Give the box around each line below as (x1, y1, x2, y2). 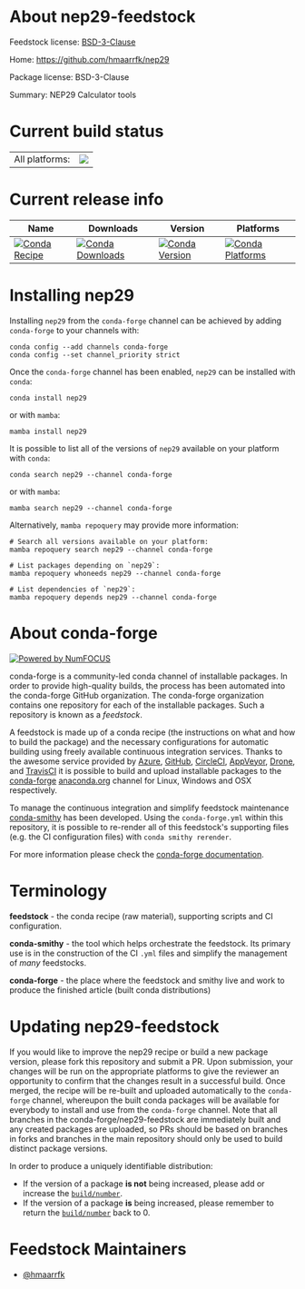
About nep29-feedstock (9, 6, 196, 27)
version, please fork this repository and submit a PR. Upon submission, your (9, 1056, 293, 1066)
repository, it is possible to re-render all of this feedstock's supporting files (9, 821, 289, 832)
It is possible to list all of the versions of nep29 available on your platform (9, 442, 280, 453)
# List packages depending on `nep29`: (9, 560, 161, 570)
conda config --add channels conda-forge (9, 342, 169, 352)
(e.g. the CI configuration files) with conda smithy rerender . (9, 831, 231, 842)
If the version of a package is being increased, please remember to (22, 1197, 274, 1208)
